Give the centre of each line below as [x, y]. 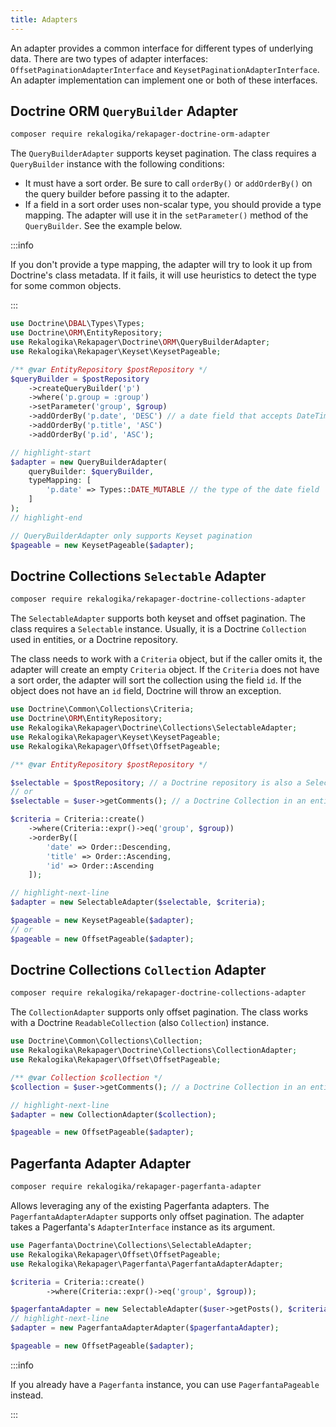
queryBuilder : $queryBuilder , [91, 471]
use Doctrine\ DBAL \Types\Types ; [77, 324]
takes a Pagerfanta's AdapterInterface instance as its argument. [143, 1227]
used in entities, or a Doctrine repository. [94, 640]
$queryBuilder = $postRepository [80, 379]
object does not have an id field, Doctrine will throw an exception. [146, 691]
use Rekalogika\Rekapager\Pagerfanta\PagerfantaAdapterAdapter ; [147, 1264]
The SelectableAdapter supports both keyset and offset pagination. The [158, 618]
